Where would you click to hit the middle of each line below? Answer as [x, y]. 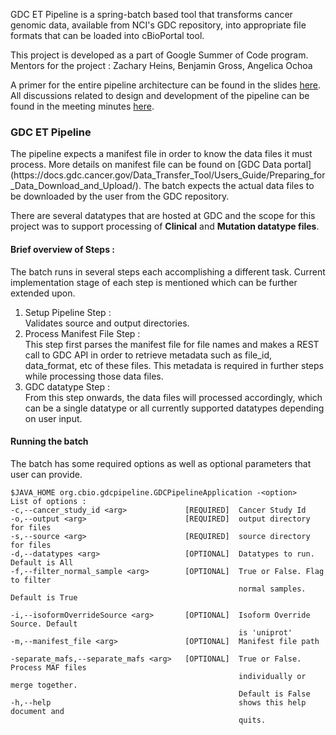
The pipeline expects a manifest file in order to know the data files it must [161, 154]
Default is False [274, 694]
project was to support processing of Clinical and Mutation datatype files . [165, 226]
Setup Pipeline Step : [68, 312]
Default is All [42, 562]
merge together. [44, 685]
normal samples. [272, 589]
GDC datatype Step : [67, 386]
